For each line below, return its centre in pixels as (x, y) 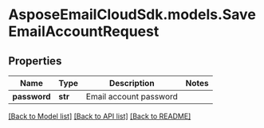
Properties (35, 61)
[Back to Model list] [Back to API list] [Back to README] (100, 116)
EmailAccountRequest (84, 31)
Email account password (132, 97)
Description (132, 83)
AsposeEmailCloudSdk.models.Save (132, 15)
